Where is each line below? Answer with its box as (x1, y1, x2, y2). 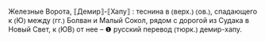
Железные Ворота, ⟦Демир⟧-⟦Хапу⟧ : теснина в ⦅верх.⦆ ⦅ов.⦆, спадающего (8, 7, 258, 16)
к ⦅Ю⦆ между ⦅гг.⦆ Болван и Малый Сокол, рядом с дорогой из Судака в (8, 16, 250, 25)
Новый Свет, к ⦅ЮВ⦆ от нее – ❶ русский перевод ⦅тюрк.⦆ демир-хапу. (8, 25, 243, 34)
